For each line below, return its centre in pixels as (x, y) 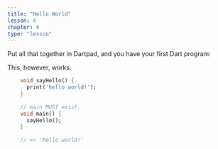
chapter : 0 (23, 27)
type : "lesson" (30, 34)
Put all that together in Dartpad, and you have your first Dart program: (109, 54)
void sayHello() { (47, 81)
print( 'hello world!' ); (61, 87)
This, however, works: (39, 67)
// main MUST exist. (50, 107)
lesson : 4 (22, 21)
